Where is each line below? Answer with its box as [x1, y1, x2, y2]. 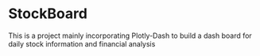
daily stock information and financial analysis [8, 39, 156, 48]
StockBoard [8, 5, 87, 23]
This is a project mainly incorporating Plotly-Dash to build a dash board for [8, 31, 252, 40]
